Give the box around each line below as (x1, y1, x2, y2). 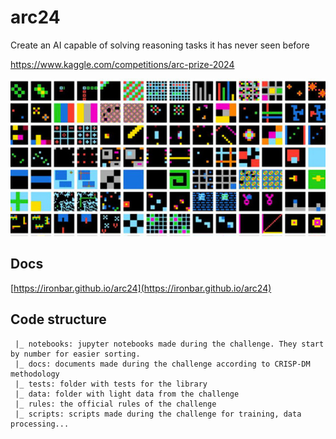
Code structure (10, 311, 107, 328)
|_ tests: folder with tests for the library (14, 379, 208, 389)
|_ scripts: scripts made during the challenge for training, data (14, 409, 302, 419)
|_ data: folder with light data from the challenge (14, 389, 240, 399)
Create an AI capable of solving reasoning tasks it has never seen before (10, 39, 310, 51)
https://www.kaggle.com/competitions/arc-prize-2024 (10, 58, 235, 70)
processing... (10, 419, 70, 429)
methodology (10, 369, 60, 379)
